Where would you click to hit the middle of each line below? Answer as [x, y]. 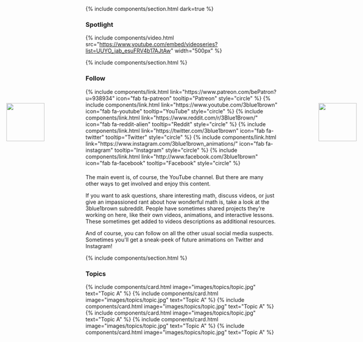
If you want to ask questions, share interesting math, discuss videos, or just [180, 195]
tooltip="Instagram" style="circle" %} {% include [176, 150]
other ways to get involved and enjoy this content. [148, 183]
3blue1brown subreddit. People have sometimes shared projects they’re [175, 208]
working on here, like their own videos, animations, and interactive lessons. [180, 215]
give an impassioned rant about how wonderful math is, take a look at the [178, 202]
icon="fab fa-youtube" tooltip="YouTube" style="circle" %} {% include [174, 111]
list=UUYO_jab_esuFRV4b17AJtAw [128, 51]
